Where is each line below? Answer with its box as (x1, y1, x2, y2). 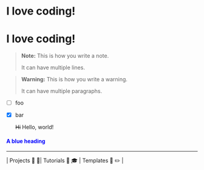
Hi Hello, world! (15, 123, 54, 131)
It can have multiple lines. (21, 64, 85, 71)
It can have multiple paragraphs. (21, 87, 102, 95)
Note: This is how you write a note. (21, 52, 109, 59)
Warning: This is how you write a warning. (21, 76, 127, 83)
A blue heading (6, 137, 46, 144)
